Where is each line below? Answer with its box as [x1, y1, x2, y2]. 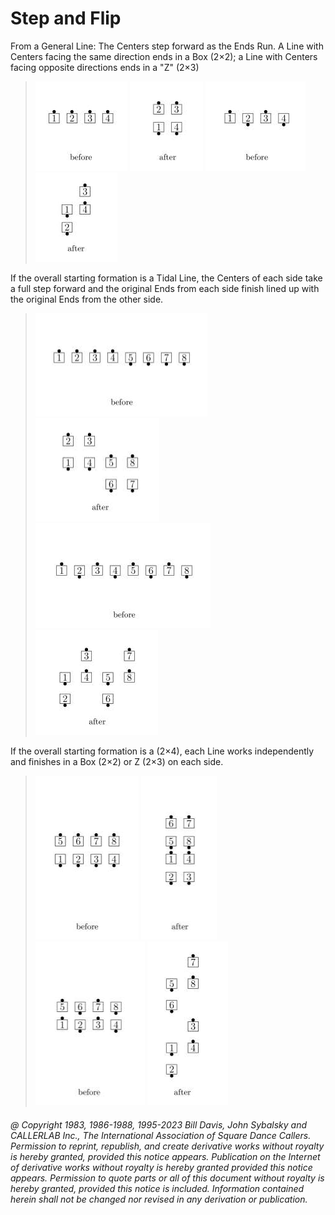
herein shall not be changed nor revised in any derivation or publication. [10, 1193, 308, 1205]
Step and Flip [10, 7, 122, 30]
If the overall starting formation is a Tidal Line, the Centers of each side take [10, 272, 323, 284]
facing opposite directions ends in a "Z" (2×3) [10, 61, 200, 73]
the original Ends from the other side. [10, 293, 164, 305]
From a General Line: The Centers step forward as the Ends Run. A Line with [10, 40, 324, 52]
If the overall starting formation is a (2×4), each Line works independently [10, 745, 315, 757]
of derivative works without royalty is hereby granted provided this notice [10, 1161, 313, 1173]
